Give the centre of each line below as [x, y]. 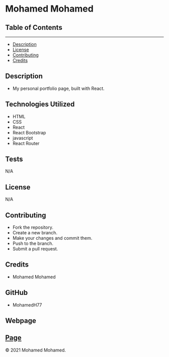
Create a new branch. [35, 233]
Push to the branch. [33, 243]
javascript [23, 138]
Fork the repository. [33, 227]
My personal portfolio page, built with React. [58, 88]
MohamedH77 [27, 305]
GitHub [17, 293]
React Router [26, 143]
